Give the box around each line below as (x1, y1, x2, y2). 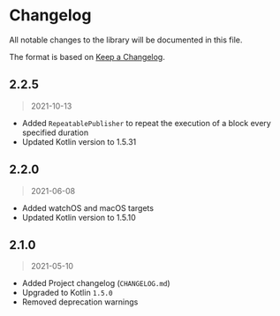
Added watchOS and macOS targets (21, 202, 155, 213)
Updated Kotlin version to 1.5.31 (21, 136, 137, 147)
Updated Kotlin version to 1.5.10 (21, 212, 137, 222)
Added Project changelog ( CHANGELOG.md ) (21, 278, 170, 289)
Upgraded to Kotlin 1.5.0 (21, 288, 113, 298)
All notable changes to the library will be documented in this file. (9, 34, 243, 45)
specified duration (21, 127, 89, 138)
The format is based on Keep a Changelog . (9, 51, 165, 62)
